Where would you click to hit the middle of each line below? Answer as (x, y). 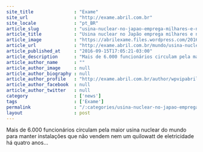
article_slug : (42, 29)
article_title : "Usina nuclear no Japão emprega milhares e (100, 34)
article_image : (42, 40)
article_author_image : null (48, 68)
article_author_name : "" (46, 62)
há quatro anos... (27, 143)
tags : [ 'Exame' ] (55, 101)
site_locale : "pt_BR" (52, 23)
